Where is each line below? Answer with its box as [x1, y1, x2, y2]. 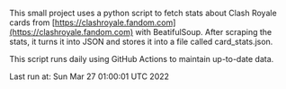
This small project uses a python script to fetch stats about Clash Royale [9, 8, 277, 18]
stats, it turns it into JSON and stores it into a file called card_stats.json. [9, 36, 273, 47]
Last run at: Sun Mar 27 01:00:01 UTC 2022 [9, 71, 169, 82]
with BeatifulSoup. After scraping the [135, 27, 273, 37]
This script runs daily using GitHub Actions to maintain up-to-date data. [9, 54, 274, 64]
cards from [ [9, 17, 56, 28]
